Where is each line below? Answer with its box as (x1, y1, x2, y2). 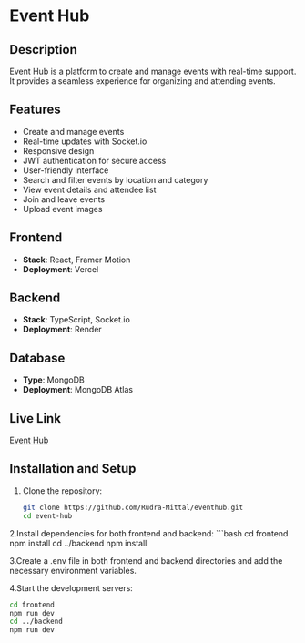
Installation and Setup (9, 461, 137, 476)
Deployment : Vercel (22, 263, 99, 274)
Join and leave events (22, 193, 106, 205)
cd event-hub (22, 511, 73, 520)
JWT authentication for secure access (22, 155, 167, 166)
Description (9, 42, 77, 57)
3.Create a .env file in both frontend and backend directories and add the (9, 555, 283, 566)
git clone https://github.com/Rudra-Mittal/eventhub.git (22, 503, 244, 512)
